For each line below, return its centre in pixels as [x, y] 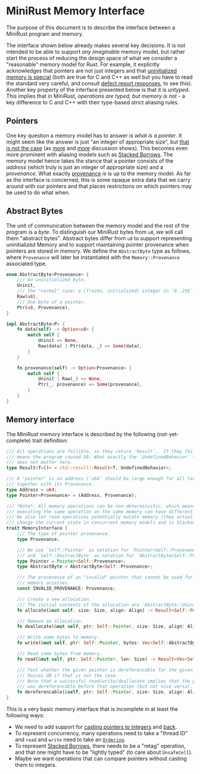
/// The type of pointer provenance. [64, 534]
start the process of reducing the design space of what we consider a [92, 58]
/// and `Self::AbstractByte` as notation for [76, 555]
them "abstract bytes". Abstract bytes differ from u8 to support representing [99, 238]
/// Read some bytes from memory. [60, 654]
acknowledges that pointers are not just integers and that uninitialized [92, 70]
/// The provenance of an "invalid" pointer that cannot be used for [105, 577]
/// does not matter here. [40, 462]
